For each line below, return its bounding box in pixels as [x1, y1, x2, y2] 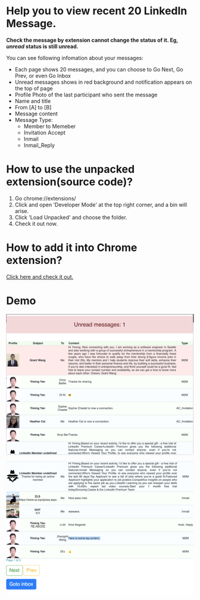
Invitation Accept [23, 129, 65, 136]
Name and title [14, 97, 51, 105]
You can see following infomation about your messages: [6, 54, 144, 61]
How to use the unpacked [6, 162, 135, 176]
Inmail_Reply [23, 142, 55, 149]
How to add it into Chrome [6, 241, 137, 255]
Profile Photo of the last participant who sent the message [14, 91, 158, 98]
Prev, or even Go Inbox [14, 72, 71, 79]
